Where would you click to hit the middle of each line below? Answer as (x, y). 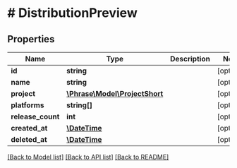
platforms (28, 105)
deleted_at (29, 139)
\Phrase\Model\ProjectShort (115, 94)
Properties (31, 39)
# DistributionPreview (72, 13)
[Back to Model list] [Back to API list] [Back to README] (88, 157)
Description (190, 59)
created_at (29, 128)
